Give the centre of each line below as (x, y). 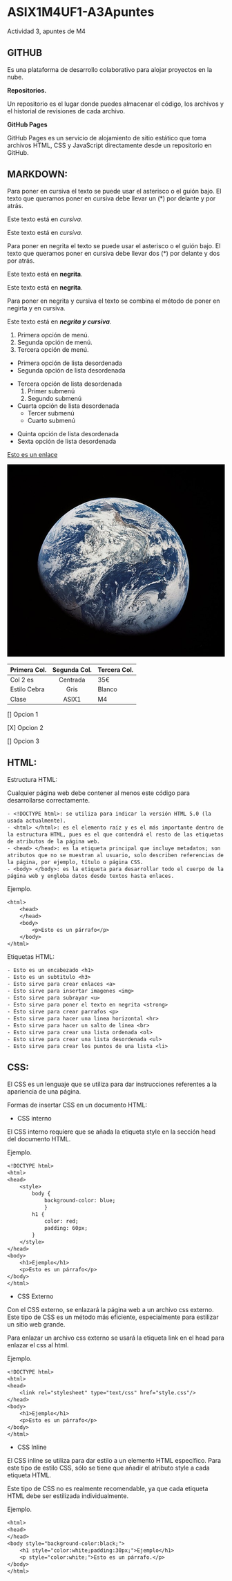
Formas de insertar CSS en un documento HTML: (77, 1105)
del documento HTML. (39, 1139)
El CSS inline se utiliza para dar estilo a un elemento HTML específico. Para (114, 1460)
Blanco (107, 689)
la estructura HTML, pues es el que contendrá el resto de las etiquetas (116, 834)
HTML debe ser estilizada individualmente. (68, 1496)
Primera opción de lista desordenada (70, 363)
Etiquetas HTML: (31, 956)
